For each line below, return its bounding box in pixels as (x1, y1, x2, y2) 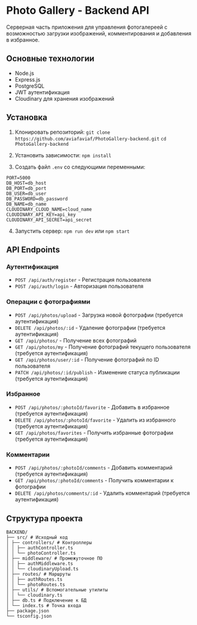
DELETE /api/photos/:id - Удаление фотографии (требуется (14, 324, 166, 331)
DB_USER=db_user (6, 190, 47, 197)
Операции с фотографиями (6, 298, 91, 306)
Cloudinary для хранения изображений (14, 95, 115, 102)
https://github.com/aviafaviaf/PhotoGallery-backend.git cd (14, 136, 167, 142)
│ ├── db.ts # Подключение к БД (6, 597, 87, 603)
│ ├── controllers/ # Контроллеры (6, 539, 93, 546)
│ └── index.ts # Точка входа (6, 602, 82, 609)
